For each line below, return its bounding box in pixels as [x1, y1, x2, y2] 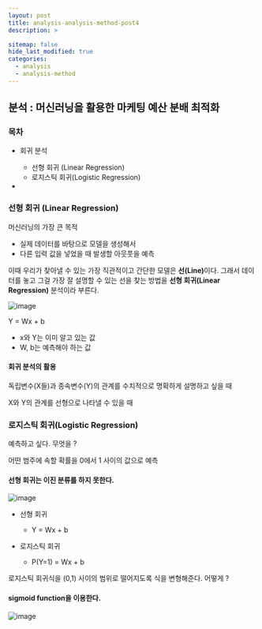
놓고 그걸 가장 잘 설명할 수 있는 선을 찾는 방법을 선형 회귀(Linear [22, 275, 221, 285]
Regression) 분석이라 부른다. [8, 285, 100, 294]
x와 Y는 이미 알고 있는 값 [19, 332, 96, 342]
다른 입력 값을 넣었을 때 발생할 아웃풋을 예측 [19, 249, 155, 258]
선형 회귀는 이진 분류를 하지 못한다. [8, 475, 114, 485]
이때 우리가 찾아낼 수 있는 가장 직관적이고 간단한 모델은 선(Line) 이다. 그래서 [8, 265, 241, 275]
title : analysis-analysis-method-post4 [8, 19, 140, 27]
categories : [8, 55, 47, 63]
